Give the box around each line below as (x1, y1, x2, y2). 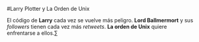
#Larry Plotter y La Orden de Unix (7, 5, 90, 12)
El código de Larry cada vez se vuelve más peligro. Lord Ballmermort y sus (7, 17, 194, 23)
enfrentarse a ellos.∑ (7, 29, 58, 37)
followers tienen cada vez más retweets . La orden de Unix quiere (7, 23, 167, 30)
